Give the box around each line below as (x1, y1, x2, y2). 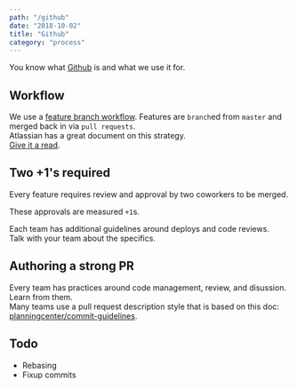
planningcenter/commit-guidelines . (9, 310, 138, 321)
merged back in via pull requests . (9, 121, 136, 131)
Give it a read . (9, 139, 60, 151)
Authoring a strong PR (9, 258, 135, 274)
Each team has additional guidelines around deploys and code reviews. (9, 223, 269, 234)
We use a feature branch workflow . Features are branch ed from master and (9, 112, 283, 123)
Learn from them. (9, 291, 73, 302)
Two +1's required (9, 165, 111, 180)
